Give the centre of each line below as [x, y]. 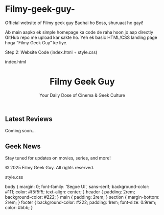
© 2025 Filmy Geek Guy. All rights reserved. [50, 168]
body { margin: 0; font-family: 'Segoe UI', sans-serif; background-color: [77, 187]
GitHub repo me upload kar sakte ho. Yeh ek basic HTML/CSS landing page [81, 37]
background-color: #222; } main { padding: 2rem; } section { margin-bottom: [82, 197]
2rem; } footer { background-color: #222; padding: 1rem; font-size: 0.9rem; [81, 202]
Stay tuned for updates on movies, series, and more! [58, 158]
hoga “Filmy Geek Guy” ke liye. [36, 42]
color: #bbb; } [19, 208]
